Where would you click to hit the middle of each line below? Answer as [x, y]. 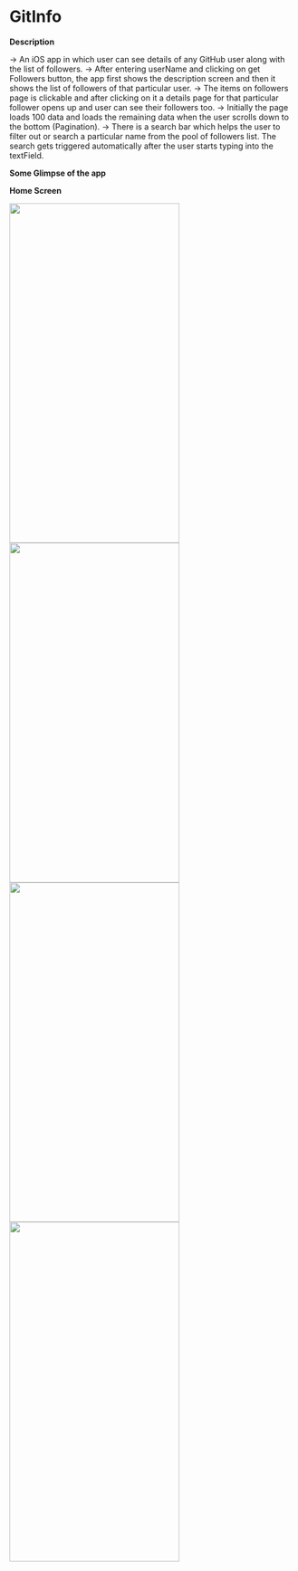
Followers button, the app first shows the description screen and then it [143, 78]
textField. [27, 155]
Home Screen [35, 190]
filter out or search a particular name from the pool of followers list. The [143, 136]
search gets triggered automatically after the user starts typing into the [141, 146]
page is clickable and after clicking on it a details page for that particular [144, 98]
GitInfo [35, 17]
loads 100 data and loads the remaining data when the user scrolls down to [149, 117]
